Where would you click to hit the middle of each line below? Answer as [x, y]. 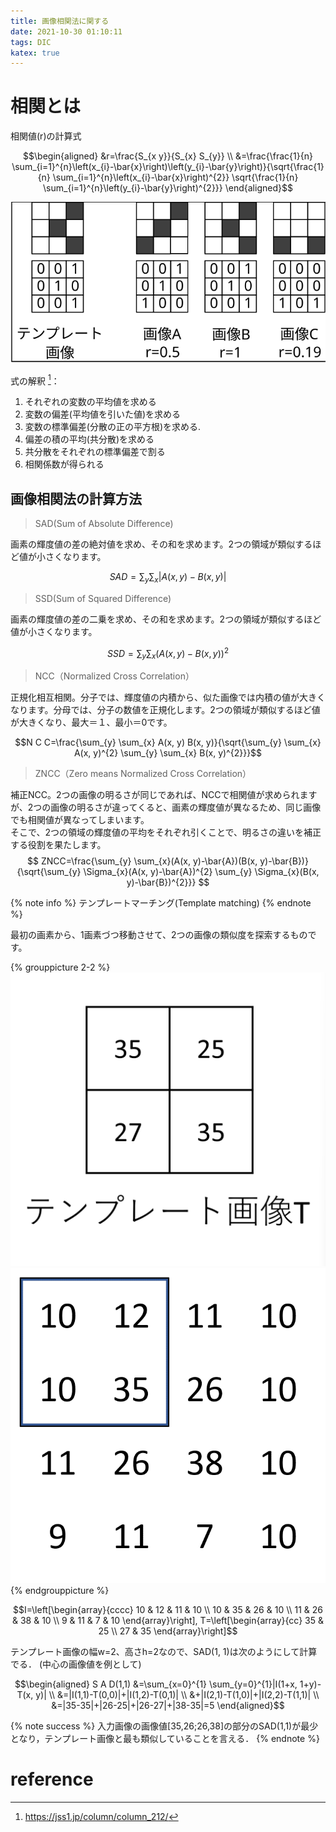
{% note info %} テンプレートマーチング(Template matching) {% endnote [161, 903]
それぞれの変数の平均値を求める [90, 402]
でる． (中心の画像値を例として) [76, 1664]
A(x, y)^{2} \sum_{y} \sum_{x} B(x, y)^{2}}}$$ [168, 753]
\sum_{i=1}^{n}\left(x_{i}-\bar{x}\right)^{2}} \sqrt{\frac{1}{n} [175, 177]
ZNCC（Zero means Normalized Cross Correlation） [143, 774]
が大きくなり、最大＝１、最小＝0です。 [91, 722]
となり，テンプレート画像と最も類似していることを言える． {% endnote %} [165, 1738]
